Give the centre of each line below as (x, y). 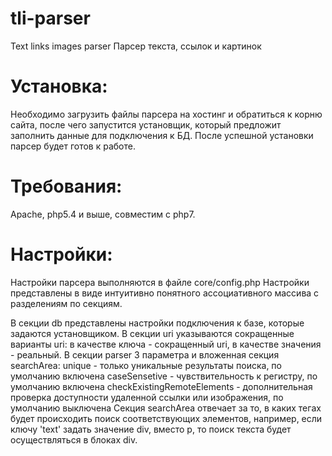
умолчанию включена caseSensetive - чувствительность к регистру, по (164, 376)
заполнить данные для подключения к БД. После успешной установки (162, 135)
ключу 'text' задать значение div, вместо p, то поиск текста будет (151, 429)
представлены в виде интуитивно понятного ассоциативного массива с (165, 293)
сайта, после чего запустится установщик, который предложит (146, 124)
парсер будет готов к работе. (73, 146)
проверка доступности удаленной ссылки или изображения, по (147, 397)
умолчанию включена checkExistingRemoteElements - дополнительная (161, 386)
